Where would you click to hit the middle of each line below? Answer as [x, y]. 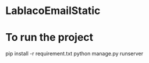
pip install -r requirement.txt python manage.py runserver [74, 54]
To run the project [49, 38]
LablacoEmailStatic [53, 11]
